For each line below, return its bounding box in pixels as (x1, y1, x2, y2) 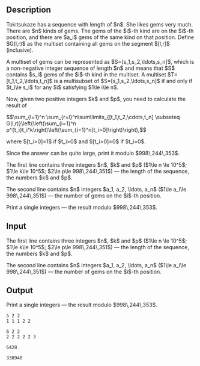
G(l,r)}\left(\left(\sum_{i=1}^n (6, 120, 76, 127)
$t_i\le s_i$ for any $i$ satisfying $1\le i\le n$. (6, 84, 119, 91)
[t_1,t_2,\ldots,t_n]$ (6, 77, 53, 84)
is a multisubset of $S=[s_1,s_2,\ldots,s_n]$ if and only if (53, 77, 193, 84)
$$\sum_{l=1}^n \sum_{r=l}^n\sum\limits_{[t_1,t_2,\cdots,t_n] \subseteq (6, 113, 180, 120)
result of (6, 102, 27, 109)
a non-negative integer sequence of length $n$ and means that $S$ (6, 64, 175, 72)
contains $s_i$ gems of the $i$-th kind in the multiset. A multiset (6, 70, 166, 78)
